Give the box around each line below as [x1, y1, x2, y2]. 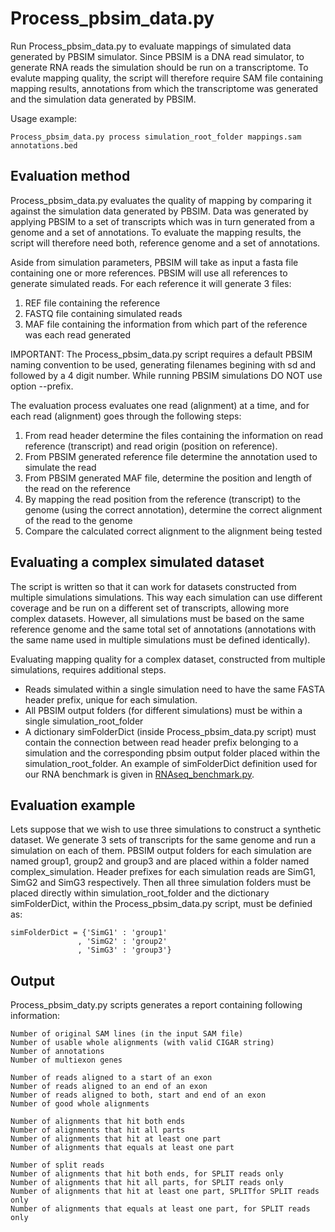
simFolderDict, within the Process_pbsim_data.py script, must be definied [10, 898, 313, 910]
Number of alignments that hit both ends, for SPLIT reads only [10, 1169, 284, 1179]
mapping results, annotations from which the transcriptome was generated [10, 82, 319, 94]
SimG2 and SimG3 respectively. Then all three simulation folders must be [10, 877, 312, 889]
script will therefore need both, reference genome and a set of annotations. [10, 237, 321, 249]
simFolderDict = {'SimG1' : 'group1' [10, 928, 168, 938]
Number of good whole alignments [10, 1099, 150, 1109]
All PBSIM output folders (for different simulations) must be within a [24, 704, 303, 716]
